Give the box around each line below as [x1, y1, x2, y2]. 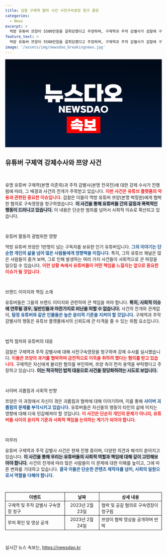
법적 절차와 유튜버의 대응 [5, 338, 53, 344]
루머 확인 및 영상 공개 [7, 520, 49, 526]
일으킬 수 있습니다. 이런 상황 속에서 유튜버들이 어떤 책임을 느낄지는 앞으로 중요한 [5, 262, 159, 268]
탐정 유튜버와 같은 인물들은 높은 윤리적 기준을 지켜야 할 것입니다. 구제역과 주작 [11, 312, 162, 318]
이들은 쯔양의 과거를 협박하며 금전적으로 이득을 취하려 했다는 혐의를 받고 [11, 355, 149, 361]
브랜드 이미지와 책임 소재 [5, 289, 53, 295]
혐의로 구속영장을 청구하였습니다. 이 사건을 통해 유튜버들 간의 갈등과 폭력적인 [10, 201, 158, 207]
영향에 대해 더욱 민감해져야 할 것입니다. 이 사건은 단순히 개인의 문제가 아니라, [5, 410, 153, 417]
